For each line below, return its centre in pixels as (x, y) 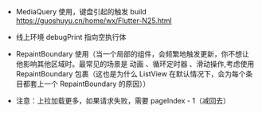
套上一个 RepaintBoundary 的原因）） (90, 84)
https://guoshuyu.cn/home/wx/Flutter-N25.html (94, 21)
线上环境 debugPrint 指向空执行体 (71, 37)
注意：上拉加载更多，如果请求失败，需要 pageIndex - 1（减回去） (123, 101)
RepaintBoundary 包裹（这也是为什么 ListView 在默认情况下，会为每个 (131, 74)
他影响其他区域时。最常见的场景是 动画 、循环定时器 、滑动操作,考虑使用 (135, 64)
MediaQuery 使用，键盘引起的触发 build (81, 12)
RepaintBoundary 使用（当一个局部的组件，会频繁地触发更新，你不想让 (132, 54)
